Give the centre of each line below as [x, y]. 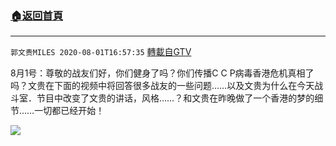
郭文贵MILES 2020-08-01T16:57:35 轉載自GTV [101, 52]
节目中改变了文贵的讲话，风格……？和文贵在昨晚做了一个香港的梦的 [175, 98]
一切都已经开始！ [69, 111]
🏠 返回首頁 [37, 15]
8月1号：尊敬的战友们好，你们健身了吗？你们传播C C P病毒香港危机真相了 [162, 73]
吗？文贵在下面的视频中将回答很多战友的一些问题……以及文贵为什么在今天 [162, 86]
